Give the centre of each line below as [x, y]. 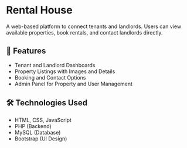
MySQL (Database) [38, 132]
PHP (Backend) [33, 126]
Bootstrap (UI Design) [41, 139]
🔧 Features [26, 51]
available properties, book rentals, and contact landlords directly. [84, 32]
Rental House [39, 10]
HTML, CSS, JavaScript [43, 120]
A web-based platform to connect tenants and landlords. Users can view [94, 26]
